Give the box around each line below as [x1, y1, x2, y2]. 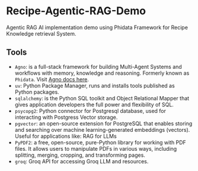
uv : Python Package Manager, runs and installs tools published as [14, 82, 175, 89]
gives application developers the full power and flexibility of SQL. [14, 101, 174, 108]
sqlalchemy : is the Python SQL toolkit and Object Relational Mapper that [14, 94, 190, 102]
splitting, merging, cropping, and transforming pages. [14, 151, 145, 159]
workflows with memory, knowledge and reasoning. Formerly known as [14, 69, 190, 77]
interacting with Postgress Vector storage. [14, 113, 118, 121]
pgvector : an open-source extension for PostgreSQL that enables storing [14, 120, 193, 127]
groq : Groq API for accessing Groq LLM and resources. [14, 157, 149, 164]
